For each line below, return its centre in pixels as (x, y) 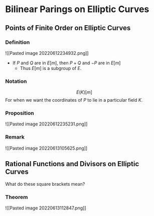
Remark (15, 137)
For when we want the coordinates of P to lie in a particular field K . (74, 100)
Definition (18, 42)
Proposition (20, 113)
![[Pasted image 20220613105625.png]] (46, 148)
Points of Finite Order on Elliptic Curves (68, 28)
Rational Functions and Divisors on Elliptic (72, 164)
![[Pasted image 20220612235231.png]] (46, 124)
